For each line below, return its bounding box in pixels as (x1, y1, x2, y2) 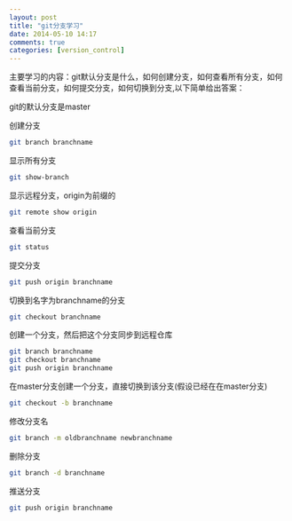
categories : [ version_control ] (9, 46, 125, 55)
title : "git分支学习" (9, 21, 84, 30)
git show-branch (9, 173, 69, 182)
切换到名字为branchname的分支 (9, 295, 126, 305)
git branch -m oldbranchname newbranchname (9, 433, 173, 442)
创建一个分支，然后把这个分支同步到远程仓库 (9, 329, 173, 340)
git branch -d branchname (9, 468, 105, 478)
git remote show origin (9, 208, 98, 217)
